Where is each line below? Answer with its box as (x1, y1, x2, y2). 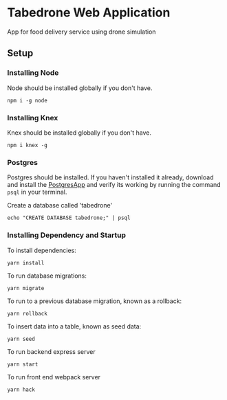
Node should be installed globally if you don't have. (7, 84, 153, 92)
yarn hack (7, 386, 36, 393)
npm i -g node (7, 97, 48, 104)
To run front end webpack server (7, 373, 101, 381)
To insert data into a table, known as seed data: (7, 322, 142, 331)
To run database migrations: (7, 271, 87, 280)
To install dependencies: (7, 246, 77, 254)
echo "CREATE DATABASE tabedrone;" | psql (7, 214, 131, 221)
